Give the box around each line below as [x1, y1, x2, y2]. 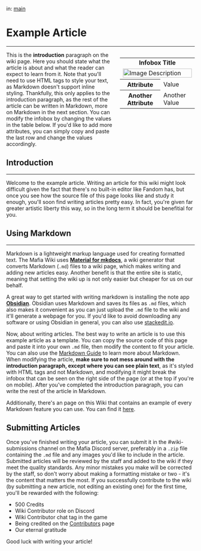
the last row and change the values [6, 134, 93, 141]
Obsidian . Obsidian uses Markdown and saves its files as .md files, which [6, 299, 187, 307]
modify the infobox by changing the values [6, 115, 112, 122]
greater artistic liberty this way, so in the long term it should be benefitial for [6, 205, 193, 212]
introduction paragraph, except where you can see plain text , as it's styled [6, 362, 194, 369]
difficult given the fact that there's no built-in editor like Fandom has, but [6, 185, 184, 193]
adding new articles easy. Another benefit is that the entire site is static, [6, 269, 182, 276]
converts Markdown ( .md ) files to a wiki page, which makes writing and [6, 263, 181, 270]
